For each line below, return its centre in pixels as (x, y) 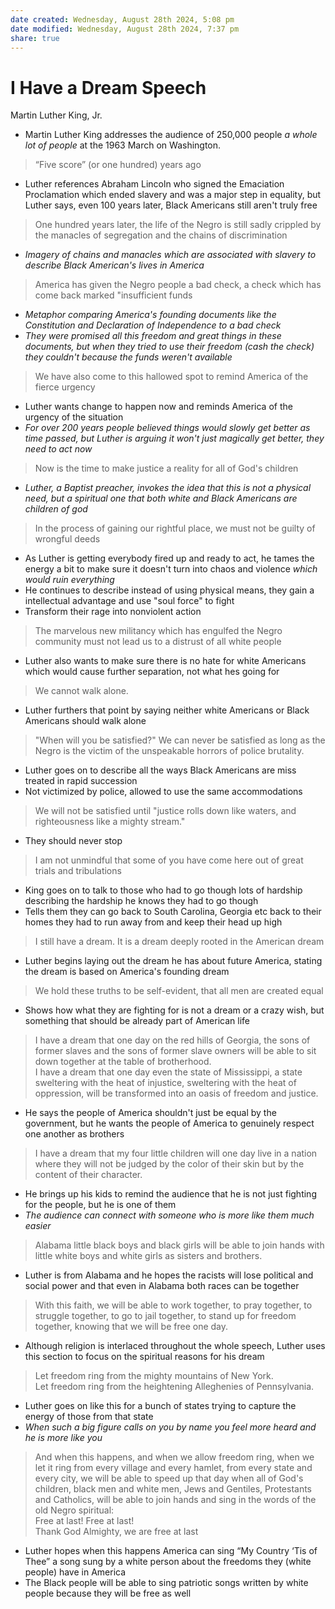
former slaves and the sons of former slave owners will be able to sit (175, 1051)
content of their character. (88, 1175)
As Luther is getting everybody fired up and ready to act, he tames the (169, 558)
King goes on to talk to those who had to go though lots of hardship (163, 890)
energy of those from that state (89, 1417)
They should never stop (73, 841)
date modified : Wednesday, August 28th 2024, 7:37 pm (125, 29)
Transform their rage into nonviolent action (113, 612)
